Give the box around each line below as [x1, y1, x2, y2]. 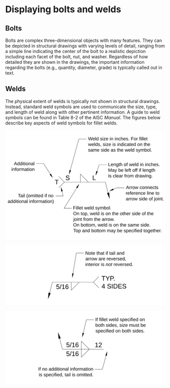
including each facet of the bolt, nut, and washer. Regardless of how [5, 54, 148, 60]
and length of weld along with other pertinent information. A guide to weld [5, 109, 160, 115]
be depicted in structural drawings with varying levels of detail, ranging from [5, 43, 165, 49]
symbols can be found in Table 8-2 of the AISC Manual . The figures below [5, 114, 161, 120]
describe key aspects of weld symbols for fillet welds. [5, 120, 118, 126]
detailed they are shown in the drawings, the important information [5, 59, 145, 65]
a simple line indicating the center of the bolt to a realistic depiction [5, 48, 146, 54]
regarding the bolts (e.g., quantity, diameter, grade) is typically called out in [5, 65, 162, 70]
